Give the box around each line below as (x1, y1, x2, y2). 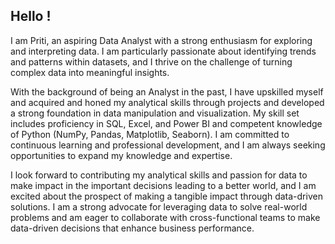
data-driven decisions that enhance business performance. (10, 222, 255, 234)
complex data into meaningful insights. (10, 66, 170, 78)
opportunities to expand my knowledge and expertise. (10, 149, 233, 161)
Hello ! (10, 8, 52, 25)
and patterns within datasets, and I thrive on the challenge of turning (10, 55, 293, 68)
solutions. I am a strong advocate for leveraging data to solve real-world (10, 200, 308, 213)
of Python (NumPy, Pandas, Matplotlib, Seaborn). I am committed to (10, 128, 290, 140)
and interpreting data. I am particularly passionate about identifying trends (10, 45, 317, 57)
